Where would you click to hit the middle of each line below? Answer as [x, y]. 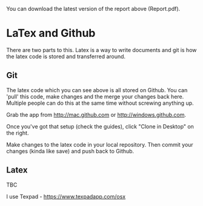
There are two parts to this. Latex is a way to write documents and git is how [101, 50]
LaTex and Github [51, 33]
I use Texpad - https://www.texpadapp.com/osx [66, 196]
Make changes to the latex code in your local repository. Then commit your [100, 144]
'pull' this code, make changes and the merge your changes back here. [95, 96]
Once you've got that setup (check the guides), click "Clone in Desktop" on [100, 126]
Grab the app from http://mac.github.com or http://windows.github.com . [96, 115]
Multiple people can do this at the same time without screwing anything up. [100, 103]
